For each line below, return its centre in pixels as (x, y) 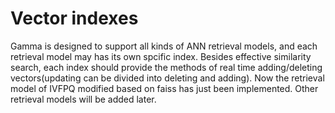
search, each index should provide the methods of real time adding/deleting (166, 67)
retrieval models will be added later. (83, 99)
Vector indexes (74, 18)
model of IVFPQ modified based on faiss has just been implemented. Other (164, 88)
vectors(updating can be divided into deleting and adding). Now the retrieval (167, 78)
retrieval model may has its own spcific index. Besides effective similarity (161, 56)
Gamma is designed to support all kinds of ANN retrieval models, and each (164, 46)
